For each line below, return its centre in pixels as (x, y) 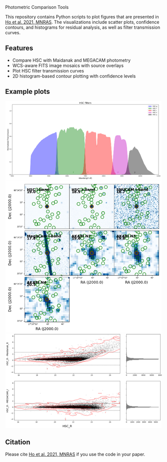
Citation (18, 442)
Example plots (28, 92)
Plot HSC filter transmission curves (48, 71)
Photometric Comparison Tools (37, 7)
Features (19, 48)
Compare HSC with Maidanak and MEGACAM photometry (71, 60)
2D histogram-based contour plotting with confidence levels (74, 76)
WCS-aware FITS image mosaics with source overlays (68, 65)
